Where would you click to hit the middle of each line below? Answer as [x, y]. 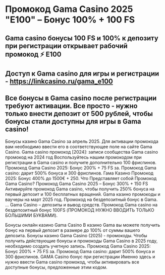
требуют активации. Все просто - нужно [71, 106]
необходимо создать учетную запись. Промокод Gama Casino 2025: [78, 246]
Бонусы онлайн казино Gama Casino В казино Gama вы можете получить [82, 225]
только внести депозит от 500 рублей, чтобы [79, 114]
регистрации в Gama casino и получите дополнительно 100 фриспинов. [81, 162]
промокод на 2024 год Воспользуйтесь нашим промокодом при [74, 157]
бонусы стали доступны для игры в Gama [73, 122]
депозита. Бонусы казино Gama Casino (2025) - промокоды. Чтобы [76, 235]
